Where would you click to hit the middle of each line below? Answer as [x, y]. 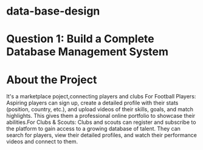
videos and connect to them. [42, 141]
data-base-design [53, 11]
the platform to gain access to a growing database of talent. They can [94, 129]
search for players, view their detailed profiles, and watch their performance [102, 135]
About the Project [52, 80]
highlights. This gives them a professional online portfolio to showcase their [101, 116]
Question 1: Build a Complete [80, 39]
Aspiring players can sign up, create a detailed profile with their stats [92, 103]
